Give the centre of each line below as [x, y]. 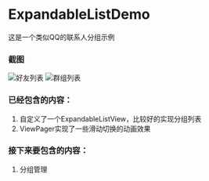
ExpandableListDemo [79, 14]
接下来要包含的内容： [48, 150]
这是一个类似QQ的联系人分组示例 [61, 37]
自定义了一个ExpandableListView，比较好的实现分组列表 [110, 118]
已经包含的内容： [40, 100]
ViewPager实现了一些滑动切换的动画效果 [85, 129]
